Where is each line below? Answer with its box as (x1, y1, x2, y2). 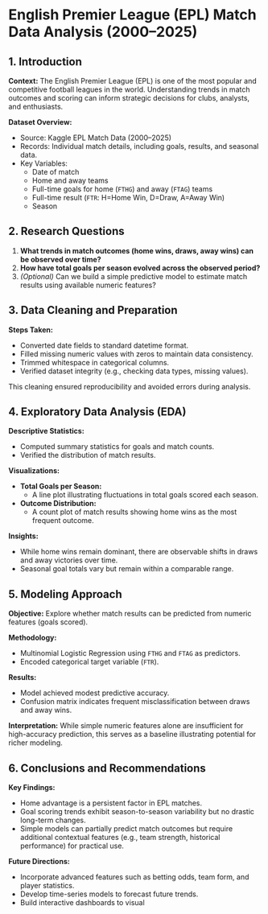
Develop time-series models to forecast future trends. (19, 889, 199, 899)
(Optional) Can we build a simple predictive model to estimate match (19, 271, 248, 281)
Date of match (31, 167, 80, 176)
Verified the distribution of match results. (19, 451, 156, 460)
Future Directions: (8, 857, 70, 867)
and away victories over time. (19, 555, 118, 565)
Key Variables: (19, 159, 68, 168)
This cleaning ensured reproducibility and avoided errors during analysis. (8, 381, 251, 391)
